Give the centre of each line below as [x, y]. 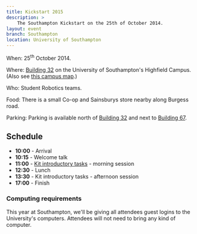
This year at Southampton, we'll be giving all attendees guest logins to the [98, 212]
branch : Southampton [32, 34]
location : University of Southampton [54, 40]
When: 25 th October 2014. [39, 58]
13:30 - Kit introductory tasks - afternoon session [77, 177]
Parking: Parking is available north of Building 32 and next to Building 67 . [97, 118]
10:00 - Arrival [34, 151]
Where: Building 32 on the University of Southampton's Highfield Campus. [99, 69]
